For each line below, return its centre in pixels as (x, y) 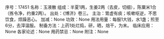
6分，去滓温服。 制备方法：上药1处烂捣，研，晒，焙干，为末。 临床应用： (80, 25)
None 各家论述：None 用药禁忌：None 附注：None (57, 31)
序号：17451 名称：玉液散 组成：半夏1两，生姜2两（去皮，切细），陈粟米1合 (81, 7)
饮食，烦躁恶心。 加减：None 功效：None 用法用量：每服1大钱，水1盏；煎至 (82, 19)
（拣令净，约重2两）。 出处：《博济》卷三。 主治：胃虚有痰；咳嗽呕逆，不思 (81, 13)
